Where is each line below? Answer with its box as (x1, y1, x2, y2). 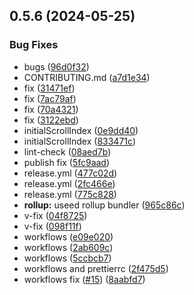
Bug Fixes (9, 38, 59, 52)
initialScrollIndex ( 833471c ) (23, 135, 136, 147)
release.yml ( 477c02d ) (23, 167, 118, 179)
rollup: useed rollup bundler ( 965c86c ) (23, 199, 186, 211)
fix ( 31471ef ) (23, 82, 76, 94)
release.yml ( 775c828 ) (23, 188, 117, 200)
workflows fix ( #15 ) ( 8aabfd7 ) (23, 273, 146, 285)
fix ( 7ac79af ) (23, 92, 77, 104)
